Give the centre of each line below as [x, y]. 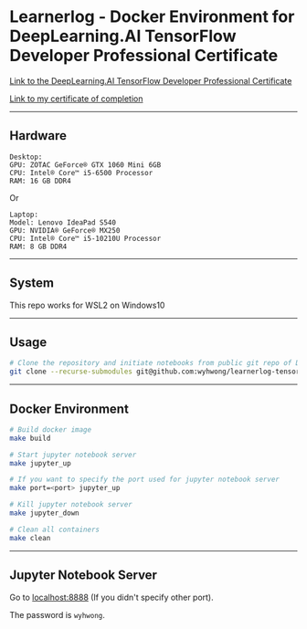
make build [30, 438]
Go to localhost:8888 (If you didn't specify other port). [112, 597]
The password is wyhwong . [57, 614]
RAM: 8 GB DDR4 [38, 246]
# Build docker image [51, 430]
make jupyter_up [40, 463]
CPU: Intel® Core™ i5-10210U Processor [85, 238]
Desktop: [26, 157]
